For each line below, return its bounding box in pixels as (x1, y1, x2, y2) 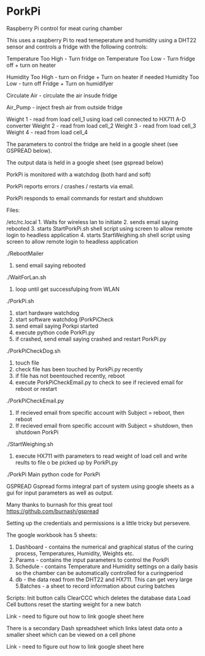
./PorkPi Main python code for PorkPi (6, 471, 100, 478)
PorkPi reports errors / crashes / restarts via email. (6, 182, 134, 190)
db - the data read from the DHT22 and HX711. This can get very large (15, 576, 193, 583)
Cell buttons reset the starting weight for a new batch (6, 600, 141, 608)
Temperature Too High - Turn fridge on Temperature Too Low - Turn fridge (6, 55, 195, 62)
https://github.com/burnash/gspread (6, 507, 99, 515)
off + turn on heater (6, 61, 56, 69)
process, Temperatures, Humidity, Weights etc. (15, 549, 134, 557)
